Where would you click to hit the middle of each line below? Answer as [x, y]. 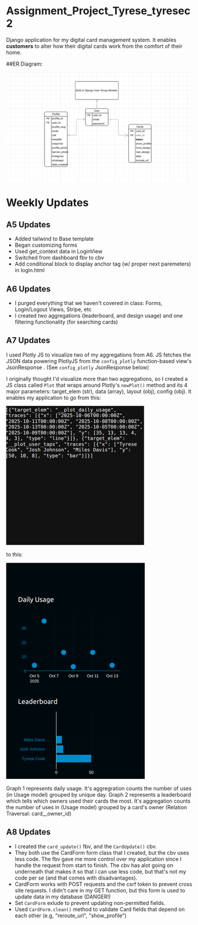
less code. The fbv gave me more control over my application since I [98, 859]
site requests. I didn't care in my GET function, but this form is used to [100, 890]
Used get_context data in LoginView [59, 251]
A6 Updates [29, 289]
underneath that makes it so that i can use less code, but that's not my [100, 871]
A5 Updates [28, 224]
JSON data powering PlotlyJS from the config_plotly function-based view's [99, 361]
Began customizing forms [46, 245]
